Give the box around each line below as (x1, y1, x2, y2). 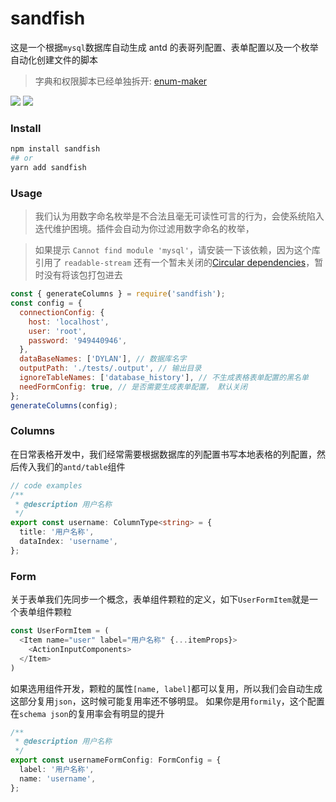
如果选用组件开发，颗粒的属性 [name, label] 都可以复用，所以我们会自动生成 (10, 682, 323, 694)
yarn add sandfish (10, 162, 87, 172)
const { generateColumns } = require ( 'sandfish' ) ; (10, 289, 226, 299)
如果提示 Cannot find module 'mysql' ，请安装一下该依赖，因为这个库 (34, 244, 321, 256)
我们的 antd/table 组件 (36, 460, 126, 472)
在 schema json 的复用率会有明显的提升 (10, 707, 165, 719)
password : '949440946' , (28, 335, 128, 346)
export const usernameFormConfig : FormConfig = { (10, 755, 222, 766)
